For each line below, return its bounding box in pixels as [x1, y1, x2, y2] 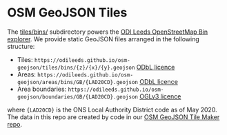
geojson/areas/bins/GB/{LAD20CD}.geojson [17, 79, 138, 85]
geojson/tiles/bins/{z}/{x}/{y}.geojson [17, 64, 135, 71]
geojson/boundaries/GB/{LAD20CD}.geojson [17, 93, 138, 101]
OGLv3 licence [139, 92, 181, 101]
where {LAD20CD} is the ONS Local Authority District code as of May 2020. [7, 105, 217, 114]
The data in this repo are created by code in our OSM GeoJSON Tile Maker [7, 112, 220, 121]
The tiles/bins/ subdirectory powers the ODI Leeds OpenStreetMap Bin [7, 28, 208, 36]
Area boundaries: [17, 85, 67, 93]
